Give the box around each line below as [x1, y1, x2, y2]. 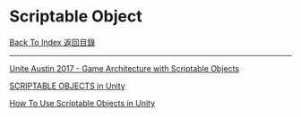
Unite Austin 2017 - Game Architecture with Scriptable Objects [9, 63, 240, 73]
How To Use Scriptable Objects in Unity [9, 97, 156, 108]
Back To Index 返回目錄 [9, 37, 96, 47]
